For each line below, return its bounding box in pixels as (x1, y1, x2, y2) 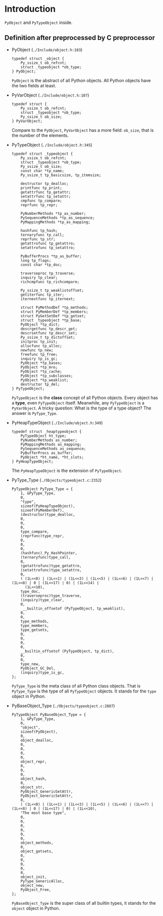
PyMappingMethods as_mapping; (20, 442, 82, 447)
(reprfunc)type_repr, (20, 533, 64, 538)
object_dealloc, (20, 738, 54, 743)
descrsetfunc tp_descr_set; (20, 330, 77, 335)
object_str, (20, 785, 45, 790)
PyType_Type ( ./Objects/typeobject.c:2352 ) (11, 477, 102, 483)
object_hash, (20, 776, 47, 781)
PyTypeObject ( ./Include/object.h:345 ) (11, 142, 92, 147)
